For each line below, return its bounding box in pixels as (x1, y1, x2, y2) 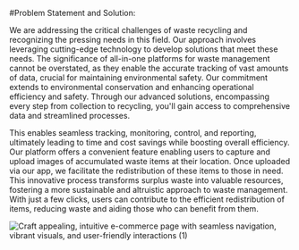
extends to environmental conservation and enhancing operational (9, 82, 254, 92)
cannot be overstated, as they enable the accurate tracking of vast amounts (9, 62, 289, 73)
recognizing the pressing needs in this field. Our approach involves (9, 35, 257, 45)
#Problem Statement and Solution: (9, 8, 136, 18)
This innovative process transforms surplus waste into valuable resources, (9, 175, 284, 186)
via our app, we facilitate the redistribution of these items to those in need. (9, 165, 284, 176)
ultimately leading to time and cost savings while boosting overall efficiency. (9, 137, 290, 147)
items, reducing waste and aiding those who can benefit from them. (9, 204, 260, 213)
